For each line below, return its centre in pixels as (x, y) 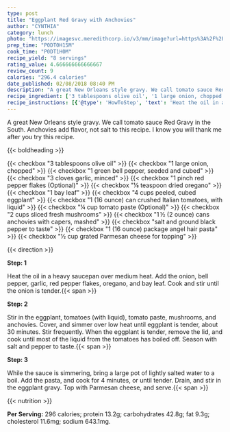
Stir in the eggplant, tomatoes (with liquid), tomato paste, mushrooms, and (112, 317)
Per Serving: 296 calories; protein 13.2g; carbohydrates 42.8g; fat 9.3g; (108, 414)
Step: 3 (18, 359)
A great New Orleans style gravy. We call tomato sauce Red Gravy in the (109, 122)
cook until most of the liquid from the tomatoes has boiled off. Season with (112, 339)
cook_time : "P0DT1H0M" (39, 52)
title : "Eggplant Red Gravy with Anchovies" (72, 20)
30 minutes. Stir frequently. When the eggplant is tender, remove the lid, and (115, 332)
